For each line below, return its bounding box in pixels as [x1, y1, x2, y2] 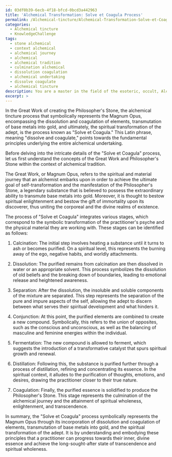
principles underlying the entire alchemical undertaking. [5, 140, 123, 146]
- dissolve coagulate [10, 79, 56, 84]
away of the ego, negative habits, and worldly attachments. [12, 251, 138, 257]
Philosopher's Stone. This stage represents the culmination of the [12, 392, 151, 398]
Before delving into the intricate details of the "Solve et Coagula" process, [5, 150, 161, 157]
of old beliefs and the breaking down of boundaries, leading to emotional [12, 272, 166, 278]
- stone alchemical [10, 41, 52, 46]
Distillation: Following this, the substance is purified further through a [12, 360, 159, 367]
